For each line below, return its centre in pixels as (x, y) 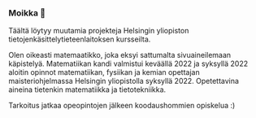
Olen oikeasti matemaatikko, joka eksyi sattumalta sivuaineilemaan (120, 55)
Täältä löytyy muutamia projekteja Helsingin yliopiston (99, 31)
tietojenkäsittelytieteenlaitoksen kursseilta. (80, 39)
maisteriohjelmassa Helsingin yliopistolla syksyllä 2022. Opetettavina (124, 81)
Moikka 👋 (27, 13)
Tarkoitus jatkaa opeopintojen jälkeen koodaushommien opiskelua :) (122, 106)
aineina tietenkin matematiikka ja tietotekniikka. (87, 90)
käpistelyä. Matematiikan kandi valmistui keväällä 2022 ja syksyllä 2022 (128, 63)
